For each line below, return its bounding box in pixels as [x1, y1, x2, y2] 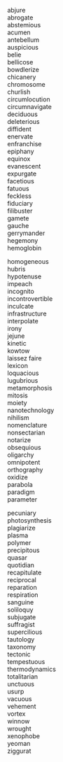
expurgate [7, 169, 37, 178]
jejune [7, 332, 25, 340]
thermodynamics [7, 665, 56, 673]
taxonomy [7, 643, 36, 651]
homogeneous [7, 257, 49, 265]
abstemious [7, 21, 41, 29]
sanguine [7, 598, 34, 606]
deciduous [7, 110, 38, 118]
